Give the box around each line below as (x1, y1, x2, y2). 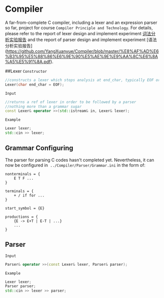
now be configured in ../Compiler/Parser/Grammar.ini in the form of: (5, 162, 145, 168)
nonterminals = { (5, 171, 41, 176)
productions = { (5, 214, 38, 219)
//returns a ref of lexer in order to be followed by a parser (5, 99, 137, 105)
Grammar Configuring (5, 144, 73, 152)
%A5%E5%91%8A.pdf (5, 59, 51, 64)
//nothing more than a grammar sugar (5, 104, 82, 109)
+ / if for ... (14, 193, 45, 198)
